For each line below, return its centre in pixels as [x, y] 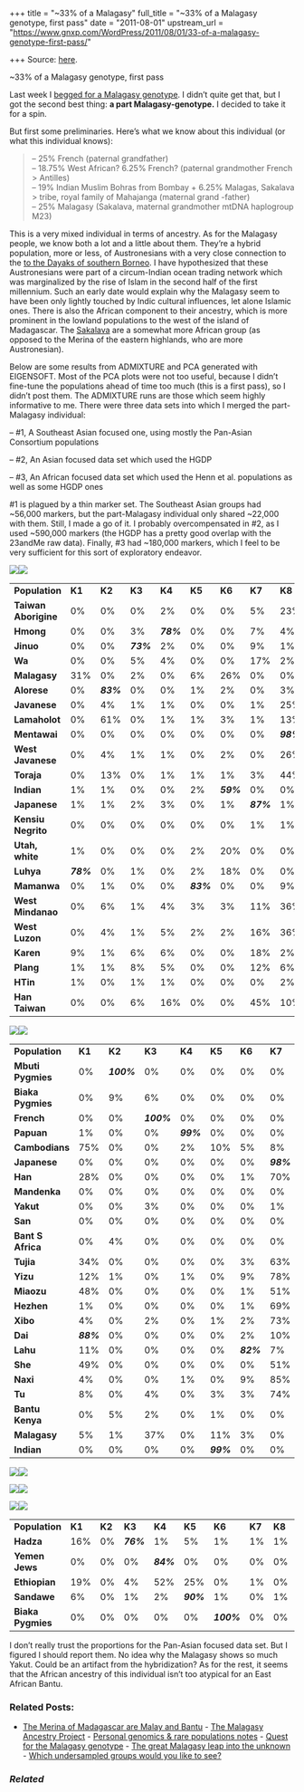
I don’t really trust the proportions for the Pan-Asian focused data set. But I [148, 1645]
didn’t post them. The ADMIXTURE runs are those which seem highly [138, 396]
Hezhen [31, 1306]
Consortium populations [54, 442]
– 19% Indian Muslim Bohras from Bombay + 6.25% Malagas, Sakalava [163, 187]
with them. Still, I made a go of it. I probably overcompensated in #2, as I [144, 523]
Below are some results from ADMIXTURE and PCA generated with [133, 367]
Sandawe [35, 1597]
